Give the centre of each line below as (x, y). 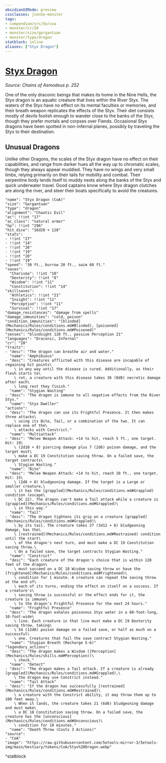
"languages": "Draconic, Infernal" (42, 339)
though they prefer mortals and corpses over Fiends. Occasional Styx (76, 121)
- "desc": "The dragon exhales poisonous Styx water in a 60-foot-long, (82, 613)
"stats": (14, 235)
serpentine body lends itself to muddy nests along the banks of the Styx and (83, 180)
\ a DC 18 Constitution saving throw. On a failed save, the (78, 712)
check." (26, 660)
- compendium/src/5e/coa (31, 24)
